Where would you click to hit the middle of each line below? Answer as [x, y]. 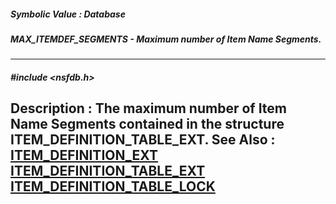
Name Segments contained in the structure [147, 124]
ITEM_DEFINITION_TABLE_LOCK [113, 186]
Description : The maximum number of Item [148, 108]
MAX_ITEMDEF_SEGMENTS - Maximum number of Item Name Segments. [166, 39]
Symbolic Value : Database [68, 14]
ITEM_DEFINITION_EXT [84, 155]
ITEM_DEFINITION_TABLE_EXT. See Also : [143, 140]
